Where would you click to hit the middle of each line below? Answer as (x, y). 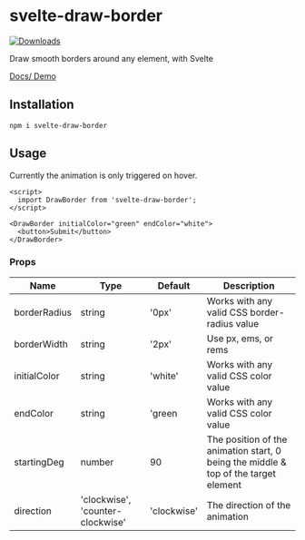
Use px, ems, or (240, 339)
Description (249, 285)
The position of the (247, 439)
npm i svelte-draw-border (58, 125)
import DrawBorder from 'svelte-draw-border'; (107, 200)
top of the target (241, 473)
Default (174, 285)
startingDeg (39, 462)
